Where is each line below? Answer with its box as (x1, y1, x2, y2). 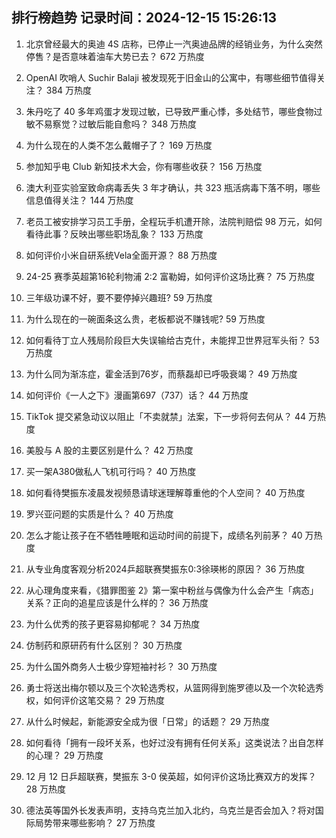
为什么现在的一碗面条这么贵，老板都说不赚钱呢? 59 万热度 (25, 313, 266, 325)
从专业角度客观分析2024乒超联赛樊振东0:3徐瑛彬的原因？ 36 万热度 (25, 563, 306, 575)
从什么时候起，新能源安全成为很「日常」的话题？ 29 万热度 (25, 715, 270, 727)
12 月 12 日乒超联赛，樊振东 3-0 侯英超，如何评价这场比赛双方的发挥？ (25, 770, 317, 782)
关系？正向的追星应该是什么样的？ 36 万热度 (25, 596, 209, 608)
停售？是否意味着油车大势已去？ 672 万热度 (25, 50, 205, 62)
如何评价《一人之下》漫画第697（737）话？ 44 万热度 (25, 389, 249, 401)
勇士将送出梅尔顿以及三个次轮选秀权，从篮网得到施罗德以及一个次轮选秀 (25, 681, 324, 693)
